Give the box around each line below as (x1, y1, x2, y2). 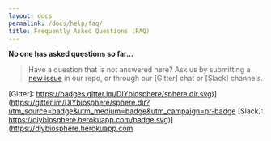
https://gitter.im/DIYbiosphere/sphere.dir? (11, 98, 150, 108)
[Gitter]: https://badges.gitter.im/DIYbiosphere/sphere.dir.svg (8, 89, 212, 99)
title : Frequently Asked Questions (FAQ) (8, 27, 150, 35)
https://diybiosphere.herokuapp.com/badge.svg (8, 115, 168, 125)
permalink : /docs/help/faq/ (8, 19, 104, 28)
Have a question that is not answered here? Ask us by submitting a (28, 65, 251, 75)
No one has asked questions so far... (8, 49, 133, 59)
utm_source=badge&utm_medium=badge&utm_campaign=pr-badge (8, 106, 236, 116)
